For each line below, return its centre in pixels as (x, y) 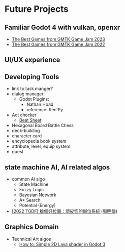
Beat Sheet (30, 120)
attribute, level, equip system (41, 146)
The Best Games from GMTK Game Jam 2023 (58, 39)
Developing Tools (32, 77)
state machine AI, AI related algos (57, 167)
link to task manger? (32, 89)
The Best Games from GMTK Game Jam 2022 (58, 44)
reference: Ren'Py (45, 110)
